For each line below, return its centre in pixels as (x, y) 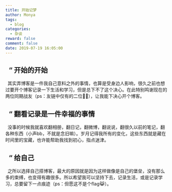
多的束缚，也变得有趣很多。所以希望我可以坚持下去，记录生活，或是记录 (82, 178)
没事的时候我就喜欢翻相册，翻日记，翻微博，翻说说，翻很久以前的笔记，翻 (86, 127)
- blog (17, 24)
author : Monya (21, 15)
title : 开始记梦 (21, 10)
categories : (18, 29)
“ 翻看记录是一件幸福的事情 (52, 114)
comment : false (22, 44)
